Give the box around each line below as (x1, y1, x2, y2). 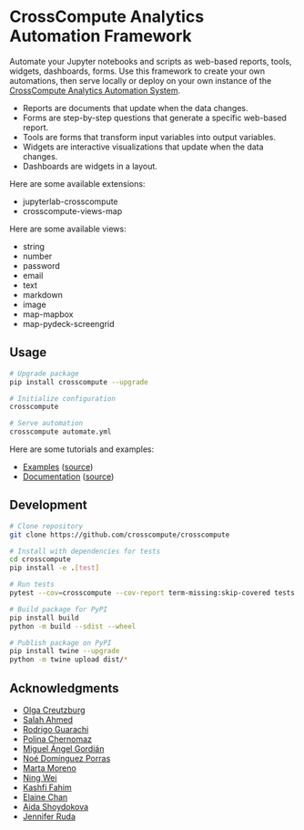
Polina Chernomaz (22, 733, 93, 744)
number (22, 251, 53, 261)
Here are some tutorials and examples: (9, 444, 155, 455)
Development (9, 497, 88, 513)
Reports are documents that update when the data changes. (22, 102, 248, 113)
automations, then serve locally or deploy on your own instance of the (9, 75, 272, 86)
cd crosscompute (9, 555, 71, 564)
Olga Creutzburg (22, 704, 86, 715)
